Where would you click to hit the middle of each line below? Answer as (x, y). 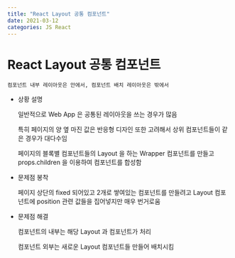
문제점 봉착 (33, 178)
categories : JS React (39, 27)
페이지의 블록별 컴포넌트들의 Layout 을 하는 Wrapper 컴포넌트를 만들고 (116, 154)
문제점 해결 (33, 217)
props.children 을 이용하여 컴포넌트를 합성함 (80, 162)
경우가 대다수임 (46, 139)
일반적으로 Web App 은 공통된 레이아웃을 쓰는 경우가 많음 (97, 114)
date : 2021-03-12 (33, 21)
